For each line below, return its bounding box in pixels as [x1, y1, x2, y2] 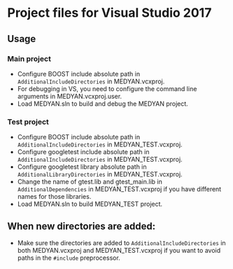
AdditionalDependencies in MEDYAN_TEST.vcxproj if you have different [17, 185, 222, 193]
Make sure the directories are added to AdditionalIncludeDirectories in [17, 238, 226, 247]
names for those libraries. [17, 193, 92, 201]
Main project [7, 54, 51, 64]
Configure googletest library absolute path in [17, 163, 147, 171]
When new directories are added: [7, 220, 156, 232]
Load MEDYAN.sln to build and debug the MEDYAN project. [17, 99, 189, 108]
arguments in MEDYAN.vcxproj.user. [17, 92, 122, 100]
